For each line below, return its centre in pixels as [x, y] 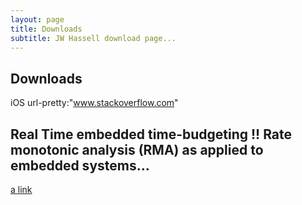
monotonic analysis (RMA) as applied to [137, 149]
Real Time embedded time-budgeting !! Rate [151, 134]
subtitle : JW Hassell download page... [93, 38]
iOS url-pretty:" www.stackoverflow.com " [94, 103]
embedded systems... [80, 165]
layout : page [37, 19]
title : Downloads [46, 29]
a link [21, 189]
